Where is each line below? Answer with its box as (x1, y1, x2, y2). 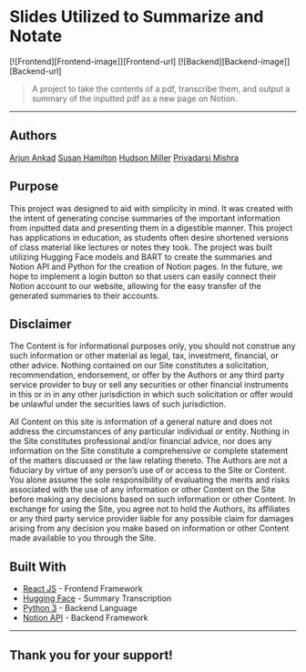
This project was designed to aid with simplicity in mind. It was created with (9, 202, 293, 213)
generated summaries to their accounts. (9, 290, 159, 301)
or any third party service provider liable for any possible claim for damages (9, 513, 294, 524)
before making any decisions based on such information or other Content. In (9, 494, 296, 505)
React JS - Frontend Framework (22, 584, 143, 594)
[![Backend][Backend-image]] (178, 56, 291, 67)
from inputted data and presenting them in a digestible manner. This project (9, 222, 293, 233)
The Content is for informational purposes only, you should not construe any (9, 340, 296, 352)
